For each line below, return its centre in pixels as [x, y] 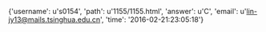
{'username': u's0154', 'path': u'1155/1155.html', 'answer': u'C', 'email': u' [127, 11]
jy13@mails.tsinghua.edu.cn [54, 20]
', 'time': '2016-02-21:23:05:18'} [152, 20]
